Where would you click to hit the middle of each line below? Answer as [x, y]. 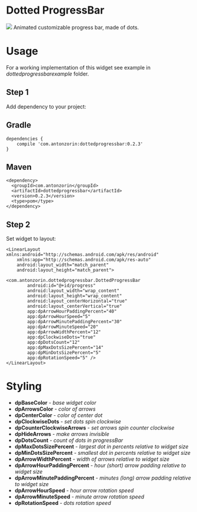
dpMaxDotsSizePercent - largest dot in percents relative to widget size [101, 447]
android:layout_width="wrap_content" [73, 291]
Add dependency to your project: [46, 106]
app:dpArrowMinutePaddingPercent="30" [75, 322]
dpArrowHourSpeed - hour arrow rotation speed [74, 491]
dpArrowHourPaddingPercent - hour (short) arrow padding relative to [100, 465]
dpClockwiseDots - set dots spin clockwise [68, 422]
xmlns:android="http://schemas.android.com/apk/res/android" [83, 255]
